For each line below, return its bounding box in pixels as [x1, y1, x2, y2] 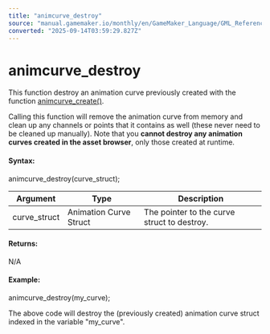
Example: [8, 275, 41, 285]
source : [8, 19, 35, 27]
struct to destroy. [143, 216, 209, 227]
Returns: [8, 238, 39, 249]
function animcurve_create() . [8, 96, 104, 106]
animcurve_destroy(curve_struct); [8, 173, 121, 183]
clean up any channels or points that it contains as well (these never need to [8, 120, 261, 130]
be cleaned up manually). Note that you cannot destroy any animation [8, 129, 243, 139]
